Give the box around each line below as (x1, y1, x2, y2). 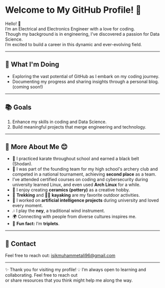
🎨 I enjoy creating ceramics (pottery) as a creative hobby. (12, 187, 130, 193)
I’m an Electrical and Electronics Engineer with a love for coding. (5, 26, 135, 31)
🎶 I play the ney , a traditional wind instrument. (12, 208, 105, 214)
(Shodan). (12, 161, 33, 167)
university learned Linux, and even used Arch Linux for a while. (12, 182, 141, 188)
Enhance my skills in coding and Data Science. (12, 119, 107, 125)
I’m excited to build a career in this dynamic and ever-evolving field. (5, 41, 142, 47)
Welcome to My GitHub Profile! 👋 (5, 4, 141, 16)
